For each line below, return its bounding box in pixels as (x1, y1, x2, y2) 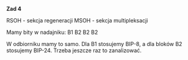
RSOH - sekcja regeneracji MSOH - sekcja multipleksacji (6, 17, 148, 24)
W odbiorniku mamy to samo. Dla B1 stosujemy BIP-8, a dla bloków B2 (6, 41, 183, 47)
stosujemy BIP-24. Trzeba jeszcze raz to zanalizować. (6, 47, 142, 54)
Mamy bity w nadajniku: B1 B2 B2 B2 (6, 28, 98, 36)
